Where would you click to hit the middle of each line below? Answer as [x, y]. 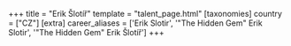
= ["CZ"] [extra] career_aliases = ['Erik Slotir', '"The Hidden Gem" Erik [135, 23]
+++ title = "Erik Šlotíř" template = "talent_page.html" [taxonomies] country [145, 14]
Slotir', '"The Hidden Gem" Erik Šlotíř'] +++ [86, 32]
